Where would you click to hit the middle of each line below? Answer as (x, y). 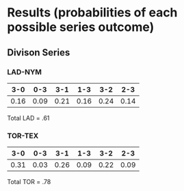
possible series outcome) (81, 27)
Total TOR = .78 (29, 182)
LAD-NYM (25, 72)
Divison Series (39, 52)
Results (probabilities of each (92, 13)
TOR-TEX (23, 136)
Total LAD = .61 (28, 118)
